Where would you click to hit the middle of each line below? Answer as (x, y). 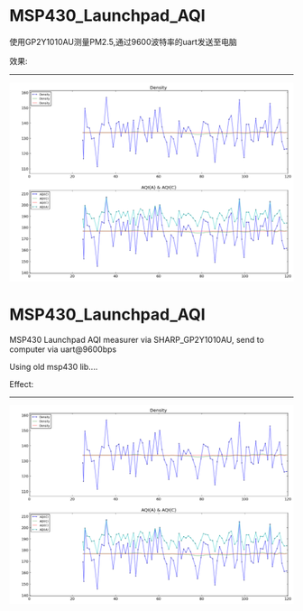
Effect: (22, 384)
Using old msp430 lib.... (54, 366)
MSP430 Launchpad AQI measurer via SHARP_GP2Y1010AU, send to (137, 339)
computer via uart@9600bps (63, 349)
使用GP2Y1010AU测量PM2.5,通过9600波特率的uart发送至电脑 (123, 42)
